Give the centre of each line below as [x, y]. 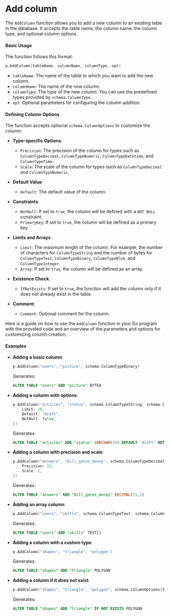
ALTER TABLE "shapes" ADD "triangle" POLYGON [61, 571]
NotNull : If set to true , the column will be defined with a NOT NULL [88, 212]
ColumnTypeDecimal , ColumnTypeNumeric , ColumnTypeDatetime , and [87, 156]
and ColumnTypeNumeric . [45, 172]
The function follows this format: [39, 57]
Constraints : [26, 202]
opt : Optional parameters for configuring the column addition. [77, 103]
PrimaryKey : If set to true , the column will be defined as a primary [88, 222]
